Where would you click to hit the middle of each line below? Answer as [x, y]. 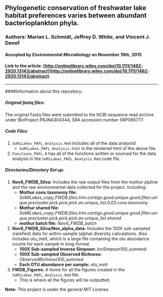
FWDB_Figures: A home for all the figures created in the [68, 270]
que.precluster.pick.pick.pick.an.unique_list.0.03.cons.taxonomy [84, 203]
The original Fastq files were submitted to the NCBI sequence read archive [80, 115]
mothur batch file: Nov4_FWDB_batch [58, 223]
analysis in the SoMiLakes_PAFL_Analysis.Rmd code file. [66, 159]
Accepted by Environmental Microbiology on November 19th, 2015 [73, 54]
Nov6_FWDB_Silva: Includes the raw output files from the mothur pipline [85, 182]
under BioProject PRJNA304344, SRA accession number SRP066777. [74, 120]
